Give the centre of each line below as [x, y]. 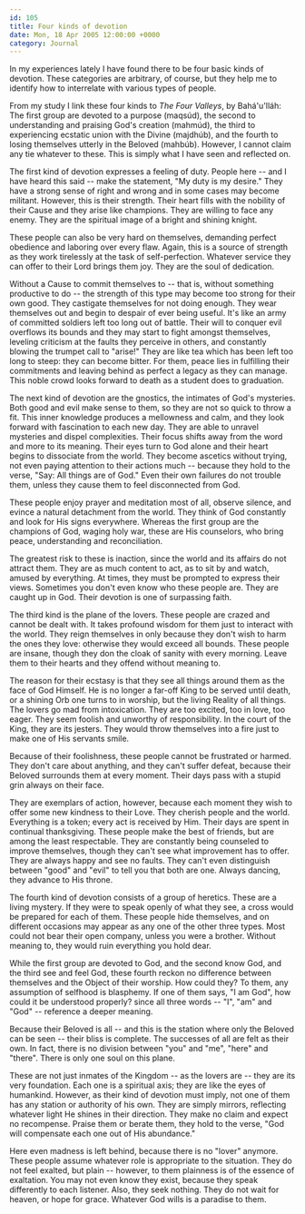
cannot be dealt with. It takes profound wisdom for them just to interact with [151, 625]
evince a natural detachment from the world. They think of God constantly [148, 512]
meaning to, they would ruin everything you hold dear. [110, 946]
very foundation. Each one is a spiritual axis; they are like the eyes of [138, 1085]
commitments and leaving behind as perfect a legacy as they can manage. [148, 371]
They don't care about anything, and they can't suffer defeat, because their [150, 766]
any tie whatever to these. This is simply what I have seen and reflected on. [150, 154]
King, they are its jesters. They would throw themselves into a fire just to [144, 729]
